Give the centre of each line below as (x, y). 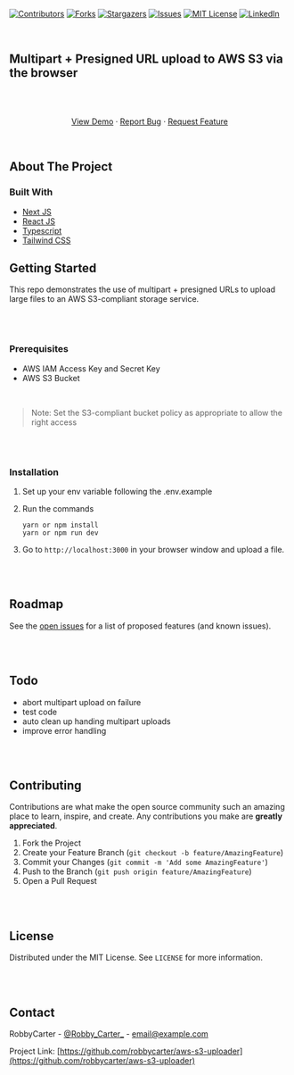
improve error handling (64, 730)
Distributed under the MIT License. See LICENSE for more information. (136, 958)
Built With (31, 192)
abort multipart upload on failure (82, 702)
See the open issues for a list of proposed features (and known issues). (140, 626)
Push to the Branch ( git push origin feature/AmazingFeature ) (137, 871)
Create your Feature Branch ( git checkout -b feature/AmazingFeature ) (153, 853)
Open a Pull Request (60, 881)
